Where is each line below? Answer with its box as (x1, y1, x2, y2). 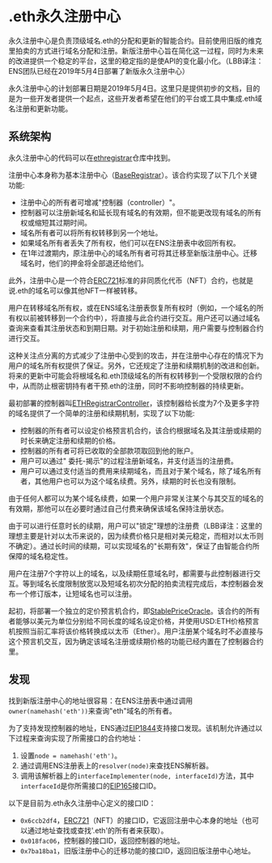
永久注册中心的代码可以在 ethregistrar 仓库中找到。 (8, 152, 176, 162)
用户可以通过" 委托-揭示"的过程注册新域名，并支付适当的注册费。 (19, 456, 239, 466)
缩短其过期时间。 (34, 217, 91, 227)
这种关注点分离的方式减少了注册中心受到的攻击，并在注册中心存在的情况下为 (8, 350, 264, 360)
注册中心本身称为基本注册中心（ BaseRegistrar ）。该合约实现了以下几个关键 (8, 170, 257, 179)
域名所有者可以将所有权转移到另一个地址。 (19, 228, 163, 238)
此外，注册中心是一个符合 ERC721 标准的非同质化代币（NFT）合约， (8, 275, 232, 285)
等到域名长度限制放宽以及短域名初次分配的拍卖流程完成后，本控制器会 (22, 578, 257, 588)
